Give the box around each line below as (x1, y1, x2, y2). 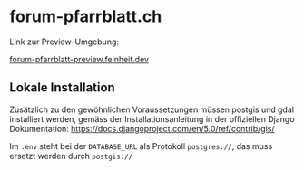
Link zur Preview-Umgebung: (9, 36, 120, 47)
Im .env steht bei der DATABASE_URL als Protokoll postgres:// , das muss (9, 140, 273, 151)
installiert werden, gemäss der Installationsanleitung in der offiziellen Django (9, 113, 295, 124)
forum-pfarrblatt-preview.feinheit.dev (9, 53, 150, 64)
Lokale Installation (9, 80, 115, 96)
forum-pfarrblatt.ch (9, 6, 162, 27)
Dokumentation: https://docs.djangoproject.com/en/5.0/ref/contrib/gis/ (9, 123, 275, 134)
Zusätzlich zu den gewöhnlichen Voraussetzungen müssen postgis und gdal (9, 104, 295, 115)
